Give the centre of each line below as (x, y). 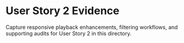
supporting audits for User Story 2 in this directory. (69, 33)
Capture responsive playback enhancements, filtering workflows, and (92, 27)
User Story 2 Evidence (63, 11)
